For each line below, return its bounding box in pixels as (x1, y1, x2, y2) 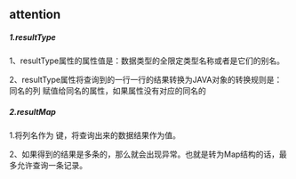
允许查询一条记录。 (16, 160, 87, 171)
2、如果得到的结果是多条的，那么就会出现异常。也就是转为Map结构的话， (9, 149, 280, 159)
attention (9, 7, 61, 22)
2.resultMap (9, 106, 56, 117)
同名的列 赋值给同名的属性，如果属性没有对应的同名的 (9, 85, 206, 96)
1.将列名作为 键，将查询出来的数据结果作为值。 (9, 130, 180, 141)
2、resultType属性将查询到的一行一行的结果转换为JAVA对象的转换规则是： (9, 75, 283, 85)
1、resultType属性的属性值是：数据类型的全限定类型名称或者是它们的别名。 (9, 55, 285, 66)
